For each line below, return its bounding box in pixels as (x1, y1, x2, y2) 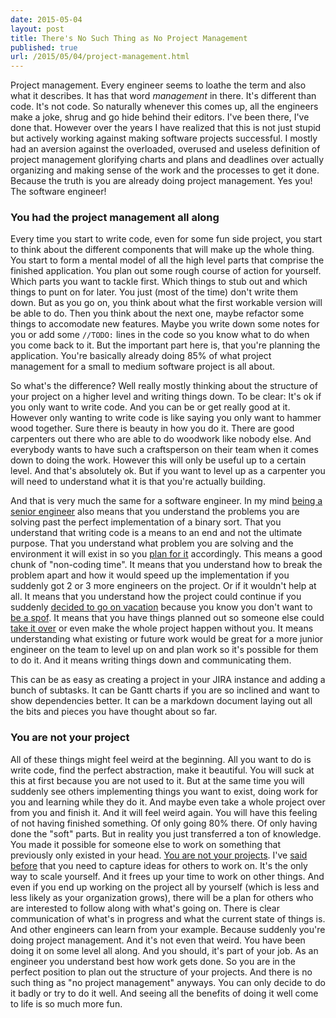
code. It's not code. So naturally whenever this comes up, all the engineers (10, 101, 319, 113)
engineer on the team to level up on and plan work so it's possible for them (10, 644, 319, 656)
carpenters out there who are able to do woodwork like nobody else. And (10, 433, 312, 445)
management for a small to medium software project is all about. (10, 361, 276, 373)
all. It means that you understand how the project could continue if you (10, 591, 302, 603)
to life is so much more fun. (10, 997, 123, 1010)
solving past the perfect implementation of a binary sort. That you (10, 516, 282, 528)
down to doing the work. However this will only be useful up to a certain (10, 454, 307, 466)
